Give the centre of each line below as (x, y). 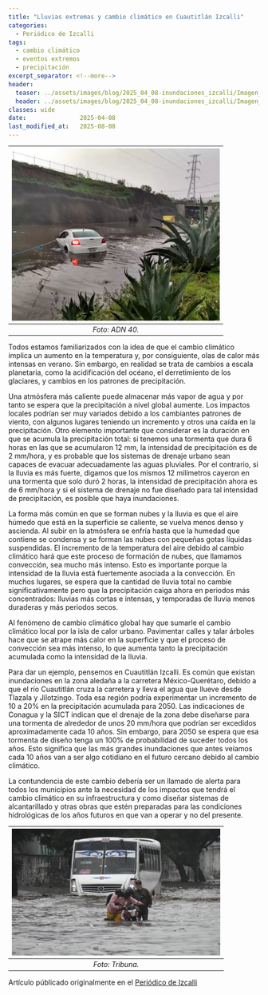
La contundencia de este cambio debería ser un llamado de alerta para (124, 781)
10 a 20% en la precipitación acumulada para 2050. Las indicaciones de (126, 706)
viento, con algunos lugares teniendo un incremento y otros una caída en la (132, 422)
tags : (17, 42)
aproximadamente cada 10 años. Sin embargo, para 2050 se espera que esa (134, 732)
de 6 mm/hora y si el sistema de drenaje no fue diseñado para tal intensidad (133, 490)
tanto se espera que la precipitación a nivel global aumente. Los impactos (129, 405)
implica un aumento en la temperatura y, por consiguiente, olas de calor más (134, 356)
